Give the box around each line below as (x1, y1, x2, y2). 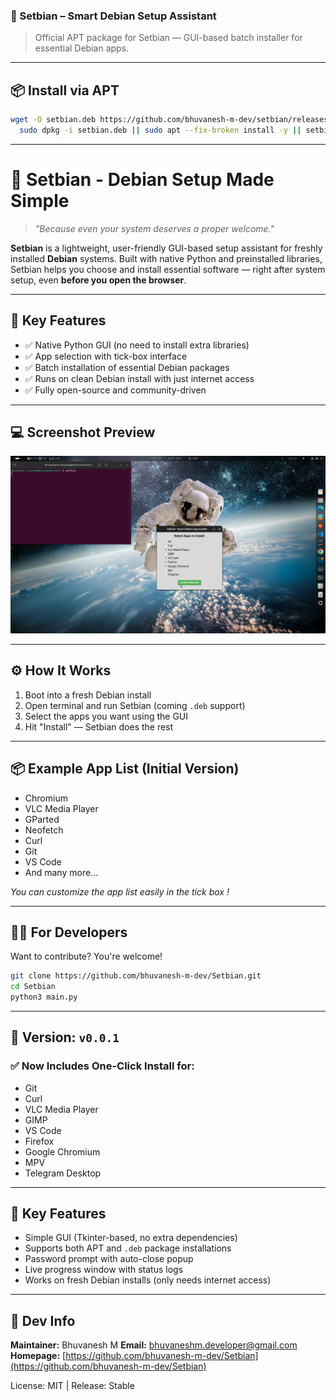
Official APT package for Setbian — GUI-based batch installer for (34, 32, 303, 44)
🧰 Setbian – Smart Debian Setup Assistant (10, 9, 217, 23)
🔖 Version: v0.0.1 (10, 1029, 120, 1046)
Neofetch (24, 824, 64, 836)
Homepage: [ (10, 1350, 67, 1362)
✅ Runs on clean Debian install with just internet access (24, 372, 255, 384)
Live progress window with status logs (24, 1264, 184, 1276)
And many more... (24, 866, 99, 878)
